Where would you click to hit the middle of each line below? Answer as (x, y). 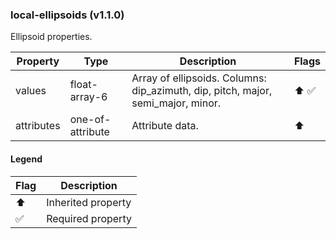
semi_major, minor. (176, 103)
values (31, 91)
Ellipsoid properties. (51, 37)
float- (83, 85)
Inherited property (89, 202)
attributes (38, 126)
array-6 (88, 97)
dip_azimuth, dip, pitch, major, (202, 91)
